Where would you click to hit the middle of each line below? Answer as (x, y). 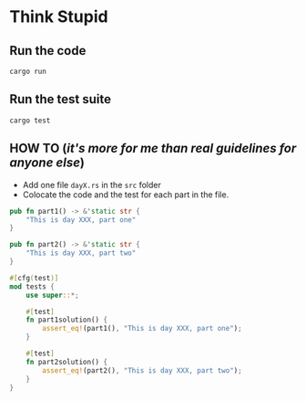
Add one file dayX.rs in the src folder (92, 185)
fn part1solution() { (66, 320)
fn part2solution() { (66, 362)
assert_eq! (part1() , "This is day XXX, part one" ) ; (143, 329)
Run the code (48, 51)
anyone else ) (47, 163)
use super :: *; (52, 295)
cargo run (28, 71)
